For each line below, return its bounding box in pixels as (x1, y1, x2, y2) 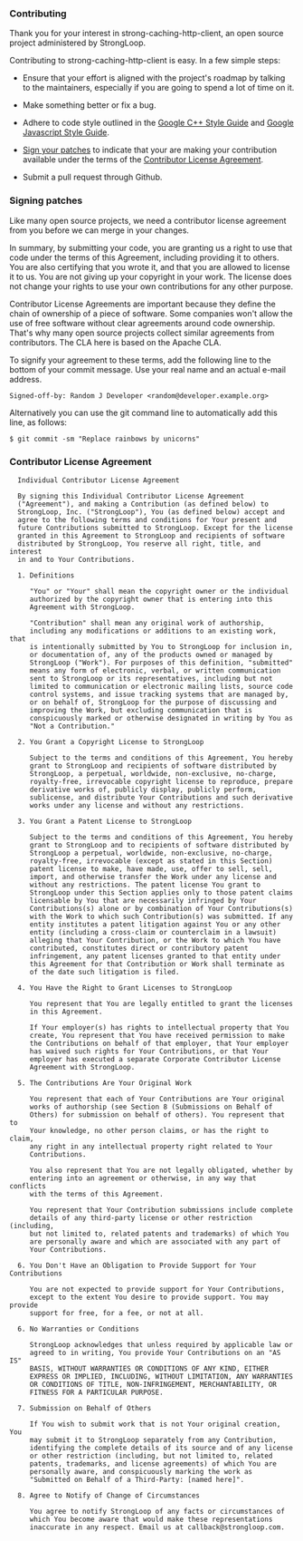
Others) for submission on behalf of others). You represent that (29, 1110, 285, 1119)
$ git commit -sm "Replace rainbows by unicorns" (9, 434, 201, 443)
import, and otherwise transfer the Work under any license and (29, 872, 278, 881)
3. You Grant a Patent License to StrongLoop (17, 817, 193, 826)
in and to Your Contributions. (17, 555, 136, 564)
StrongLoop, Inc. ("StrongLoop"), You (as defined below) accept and (17, 507, 285, 517)
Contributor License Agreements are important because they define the (9, 298, 276, 309)
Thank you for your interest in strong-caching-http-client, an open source (9, 28, 284, 39)
